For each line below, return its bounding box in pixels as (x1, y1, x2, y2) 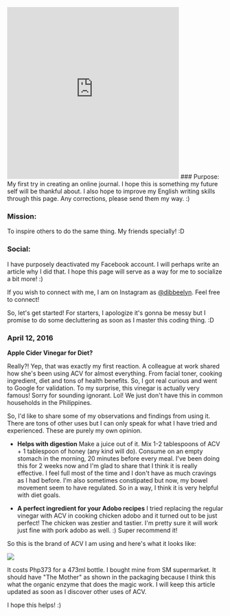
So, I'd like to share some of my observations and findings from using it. (7, 412, 211, 420)
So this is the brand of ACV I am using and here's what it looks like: (7, 539, 197, 547)
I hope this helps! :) (7, 601, 62, 609)
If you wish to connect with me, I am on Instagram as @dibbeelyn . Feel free (7, 288, 220, 296)
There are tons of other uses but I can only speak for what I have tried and (7, 419, 218, 427)
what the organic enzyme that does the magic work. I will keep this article (7, 580, 216, 588)
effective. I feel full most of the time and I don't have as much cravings (16, 469, 217, 477)
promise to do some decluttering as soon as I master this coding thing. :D (7, 316, 214, 324)
